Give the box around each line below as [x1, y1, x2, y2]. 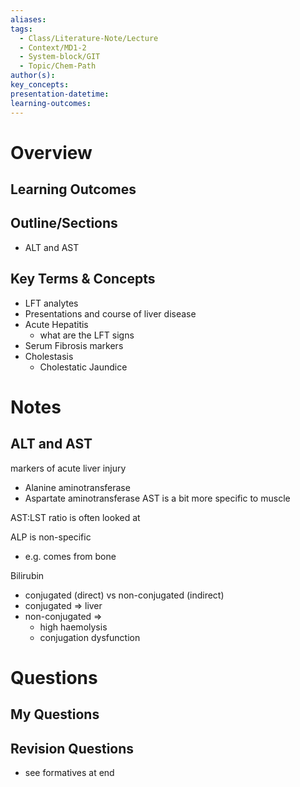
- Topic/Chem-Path [19, 61, 97, 71]
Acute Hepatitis [24, 318, 89, 330]
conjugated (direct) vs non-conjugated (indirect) [24, 589, 225, 601]
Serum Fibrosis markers [24, 339, 124, 351]
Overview [10, 141, 93, 164]
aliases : [10, 14, 47, 25]
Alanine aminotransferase [24, 481, 131, 493]
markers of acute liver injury [10, 462, 127, 474]
